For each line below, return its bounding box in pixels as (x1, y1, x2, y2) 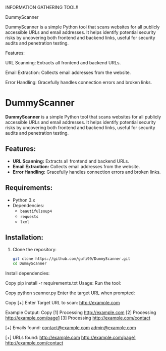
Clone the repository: (12, 247, 57, 253)
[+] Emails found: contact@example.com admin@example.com (5, 325, 136, 331)
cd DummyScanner (12, 261, 47, 266)
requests (20, 214, 39, 219)
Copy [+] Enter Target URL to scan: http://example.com (5, 300, 120, 306)
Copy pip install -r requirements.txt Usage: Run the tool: (5, 280, 121, 286)
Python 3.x (12, 197, 35, 203)
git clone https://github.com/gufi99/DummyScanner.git (12, 256, 131, 261)
